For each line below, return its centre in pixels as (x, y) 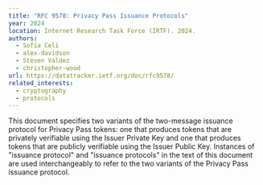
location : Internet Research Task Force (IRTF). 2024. (102, 31)
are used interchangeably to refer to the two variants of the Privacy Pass (129, 164)
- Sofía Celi (37, 46)
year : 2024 (27, 23)
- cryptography (41, 90)
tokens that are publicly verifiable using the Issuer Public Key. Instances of (131, 146)
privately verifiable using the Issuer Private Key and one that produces (125, 138)
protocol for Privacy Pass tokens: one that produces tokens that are (120, 129)
